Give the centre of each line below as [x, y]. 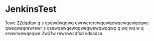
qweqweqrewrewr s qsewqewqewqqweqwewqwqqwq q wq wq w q [75, 28]
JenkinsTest [31, 9]
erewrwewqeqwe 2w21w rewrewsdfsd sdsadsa [54, 33]
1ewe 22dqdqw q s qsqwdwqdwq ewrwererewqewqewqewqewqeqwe [77, 23]
